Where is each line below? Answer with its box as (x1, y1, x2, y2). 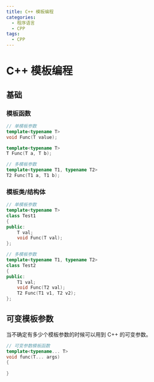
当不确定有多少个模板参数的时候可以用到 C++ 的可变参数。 (6, 331, 152, 338)
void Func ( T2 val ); (17, 285, 66, 291)
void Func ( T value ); (6, 134, 58, 140)
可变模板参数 (6, 314, 54, 324)
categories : (6, 14, 36, 20)
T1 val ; (17, 279, 36, 285)
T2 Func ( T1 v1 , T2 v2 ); (17, 291, 77, 297)
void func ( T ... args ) (6, 354, 61, 360)
